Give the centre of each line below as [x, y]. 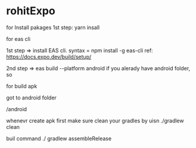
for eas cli [18, 39]
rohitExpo [31, 11]
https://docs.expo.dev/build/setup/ [49, 56]
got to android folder [31, 97]
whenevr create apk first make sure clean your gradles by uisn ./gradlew [95, 121]
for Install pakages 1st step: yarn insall [53, 27]
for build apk [22, 86]
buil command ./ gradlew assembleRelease [59, 138]
